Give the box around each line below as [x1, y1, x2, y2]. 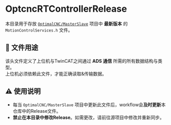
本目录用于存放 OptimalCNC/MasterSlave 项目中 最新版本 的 [5, 20, 128, 27]
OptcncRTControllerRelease [5, 3, 127, 15]
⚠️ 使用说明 [5, 87, 41, 96]
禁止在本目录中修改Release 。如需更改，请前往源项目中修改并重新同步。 [12, 114, 164, 120]
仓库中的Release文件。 [12, 108, 61, 114]
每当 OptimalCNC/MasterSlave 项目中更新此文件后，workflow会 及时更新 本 [12, 102, 166, 108]
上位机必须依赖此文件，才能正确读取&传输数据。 [5, 70, 107, 77]
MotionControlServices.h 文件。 [5, 27, 73, 33]
